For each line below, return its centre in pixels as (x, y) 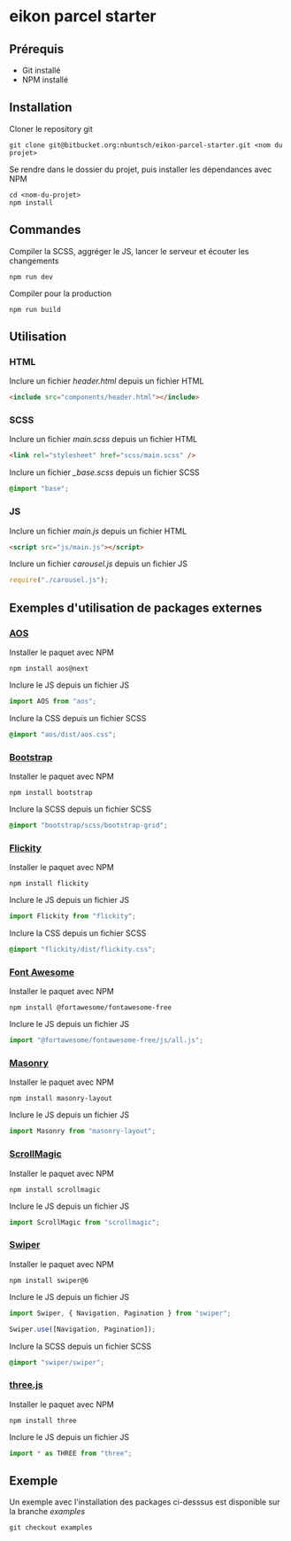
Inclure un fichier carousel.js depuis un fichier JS (99, 564)
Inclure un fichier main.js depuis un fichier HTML (98, 531)
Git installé (41, 70)
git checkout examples (51, 1528)
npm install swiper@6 (49, 1280)
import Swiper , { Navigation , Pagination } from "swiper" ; (120, 1313)
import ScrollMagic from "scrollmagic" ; (85, 1222)
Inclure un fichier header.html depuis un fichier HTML (107, 381)
